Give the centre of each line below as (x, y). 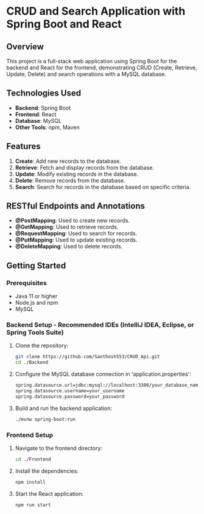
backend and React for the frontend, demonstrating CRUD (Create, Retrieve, (102, 68)
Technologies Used (44, 93)
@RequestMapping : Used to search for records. (76, 234)
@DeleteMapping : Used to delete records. (69, 246)
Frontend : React (36, 114)
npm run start (33, 505)
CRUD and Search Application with (96, 11)
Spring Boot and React (64, 24)
